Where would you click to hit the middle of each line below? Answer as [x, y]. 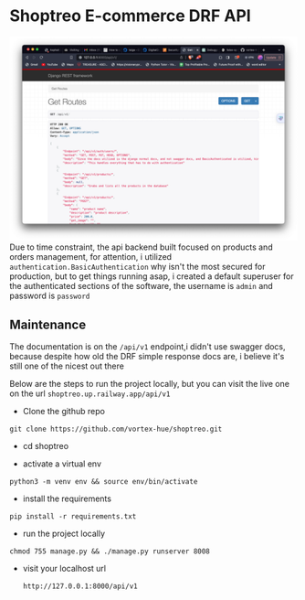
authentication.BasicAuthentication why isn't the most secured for [137, 267]
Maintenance [48, 324]
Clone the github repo [63, 412]
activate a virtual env [62, 464]
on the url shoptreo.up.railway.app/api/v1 [90, 393]
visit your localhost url [64, 569]
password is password [50, 296]
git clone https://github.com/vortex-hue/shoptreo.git [116, 429]
